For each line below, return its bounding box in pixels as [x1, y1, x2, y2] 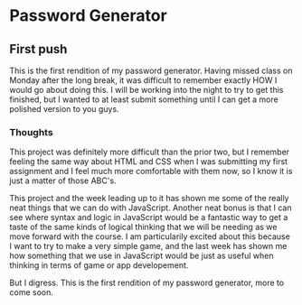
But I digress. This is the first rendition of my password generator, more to [9, 277, 285, 289]
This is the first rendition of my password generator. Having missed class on [9, 65, 293, 76]
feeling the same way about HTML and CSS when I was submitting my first [9, 156, 288, 167]
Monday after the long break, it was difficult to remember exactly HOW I [9, 75, 278, 86]
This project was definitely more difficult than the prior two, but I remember [9, 146, 290, 158]
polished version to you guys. [9, 104, 119, 114]
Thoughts [9, 125, 53, 138]
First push [9, 42, 68, 57]
